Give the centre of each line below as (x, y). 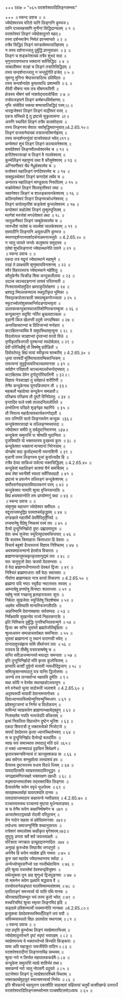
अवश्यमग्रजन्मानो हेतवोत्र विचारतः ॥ (32, 551)
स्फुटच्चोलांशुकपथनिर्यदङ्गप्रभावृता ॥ (33, 303)
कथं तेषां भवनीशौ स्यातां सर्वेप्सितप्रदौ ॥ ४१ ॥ (39, 474)
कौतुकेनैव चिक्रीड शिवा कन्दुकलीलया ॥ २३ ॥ (40, 276)
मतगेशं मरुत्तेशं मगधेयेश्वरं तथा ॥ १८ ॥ (35, 215)
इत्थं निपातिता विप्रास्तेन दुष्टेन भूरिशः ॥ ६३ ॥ (39, 721)
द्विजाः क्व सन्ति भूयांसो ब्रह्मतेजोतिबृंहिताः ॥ (36, 628)
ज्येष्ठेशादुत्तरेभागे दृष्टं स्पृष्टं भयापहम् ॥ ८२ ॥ (39, 935)
